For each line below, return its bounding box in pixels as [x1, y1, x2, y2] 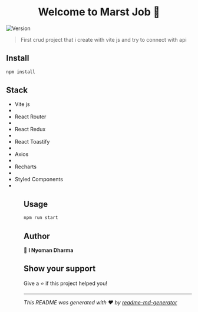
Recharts [14, 163, 37, 170]
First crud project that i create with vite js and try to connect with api [20, 36, 187, 43]
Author [23, 231, 50, 241]
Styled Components [14, 176, 64, 183]
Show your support [23, 264, 96, 274]
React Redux [14, 126, 46, 133]
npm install [6, 69, 35, 75]
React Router [14, 113, 47, 120]
